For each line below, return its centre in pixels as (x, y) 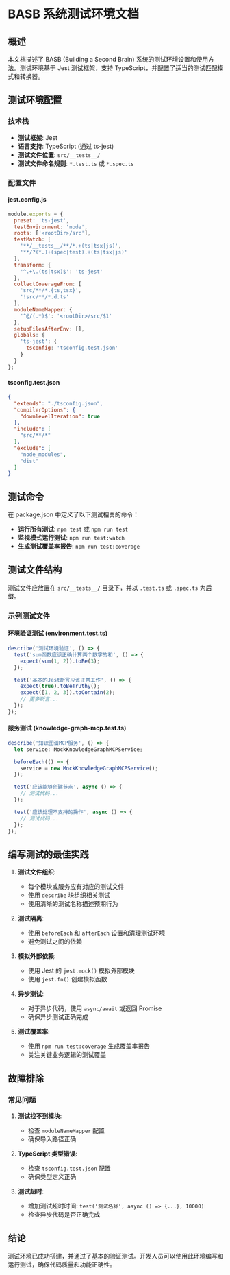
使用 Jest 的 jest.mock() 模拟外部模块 (81, 970)
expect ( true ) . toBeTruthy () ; (60, 687)
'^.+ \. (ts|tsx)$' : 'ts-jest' (62, 272)
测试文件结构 (35, 570)
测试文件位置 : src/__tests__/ (59, 154)
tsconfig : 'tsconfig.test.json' (72, 348)
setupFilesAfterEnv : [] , (49, 329)
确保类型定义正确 (52, 1176)
